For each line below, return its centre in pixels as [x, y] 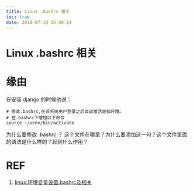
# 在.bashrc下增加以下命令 [35, 117]
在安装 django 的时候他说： [39, 99]
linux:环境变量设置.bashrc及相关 [53, 182]
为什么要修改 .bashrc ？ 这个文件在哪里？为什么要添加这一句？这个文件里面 [97, 134]
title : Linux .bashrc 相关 [38, 11]
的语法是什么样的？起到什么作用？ [47, 141]
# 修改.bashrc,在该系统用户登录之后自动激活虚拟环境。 [65, 112]
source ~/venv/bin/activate [40, 123]
